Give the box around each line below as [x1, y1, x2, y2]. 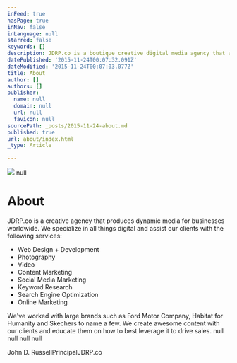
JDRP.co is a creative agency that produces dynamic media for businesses [7, 217, 225, 225]
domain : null [13, 103, 52, 110]
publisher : [7, 89, 39, 96]
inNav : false [7, 23, 46, 30]
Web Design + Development [17, 246, 99, 254]
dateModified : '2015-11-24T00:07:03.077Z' [7, 63, 134, 70]
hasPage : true [7, 17, 49, 24]
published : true [7, 129, 55, 136]
